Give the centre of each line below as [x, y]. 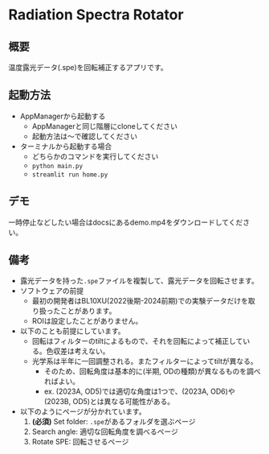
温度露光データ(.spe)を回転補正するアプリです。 [88, 67]
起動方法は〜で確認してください [85, 136]
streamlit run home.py [70, 175]
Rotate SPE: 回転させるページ [80, 442]
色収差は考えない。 [78, 351]
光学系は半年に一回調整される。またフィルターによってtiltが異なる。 [145, 361]
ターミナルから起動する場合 [66, 146]
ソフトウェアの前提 [52, 291]
